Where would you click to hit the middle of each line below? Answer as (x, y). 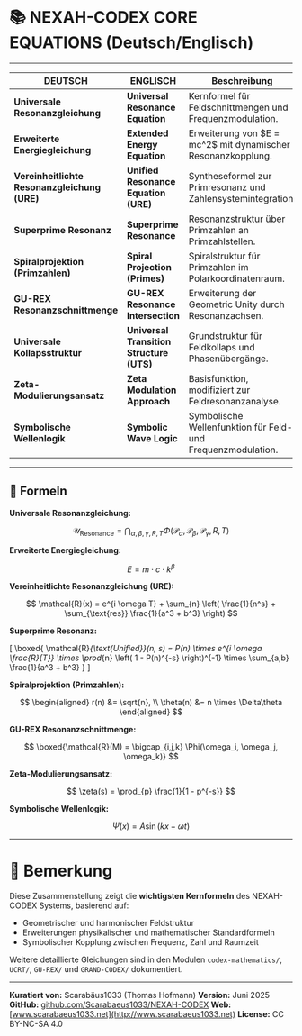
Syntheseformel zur (230, 176)
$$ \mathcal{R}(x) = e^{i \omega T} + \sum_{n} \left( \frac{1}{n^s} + (151, 604)
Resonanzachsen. (226, 315)
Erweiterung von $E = (234, 133)
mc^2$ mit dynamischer (239, 144)
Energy (142, 144)
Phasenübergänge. (228, 359)
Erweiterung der (222, 293)
